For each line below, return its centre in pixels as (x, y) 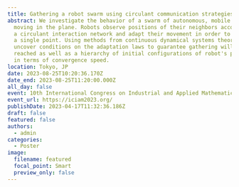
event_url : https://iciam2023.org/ (60, 100)
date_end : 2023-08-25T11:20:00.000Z (62, 80)
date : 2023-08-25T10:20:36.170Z (55, 73)
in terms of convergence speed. (62, 60)
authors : (20, 126)
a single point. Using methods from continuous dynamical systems (114, 41)
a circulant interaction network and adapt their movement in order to (122, 34)
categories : (25, 139)
